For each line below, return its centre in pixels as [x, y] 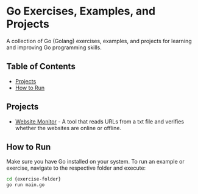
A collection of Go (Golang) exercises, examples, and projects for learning [99, 41]
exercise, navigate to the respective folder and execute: [76, 168]
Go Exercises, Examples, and [81, 11]
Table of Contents [41, 67]
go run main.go [26, 185]
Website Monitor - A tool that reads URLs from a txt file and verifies [100, 121]
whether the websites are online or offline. [68, 128]
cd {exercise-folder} [34, 179]
